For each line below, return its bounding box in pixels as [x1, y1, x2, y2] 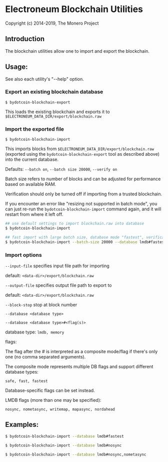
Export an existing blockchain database [5, 88, 103, 95]
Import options [5, 251, 42, 258]
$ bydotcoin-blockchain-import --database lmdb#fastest [5, 433, 124, 439]
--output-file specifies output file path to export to [5, 282, 112, 288]
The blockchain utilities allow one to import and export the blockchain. [5, 48, 150, 54]
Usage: [5, 63, 28, 71]
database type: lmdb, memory [5, 329, 64, 335]
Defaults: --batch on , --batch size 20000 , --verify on [5, 166, 117, 172]
